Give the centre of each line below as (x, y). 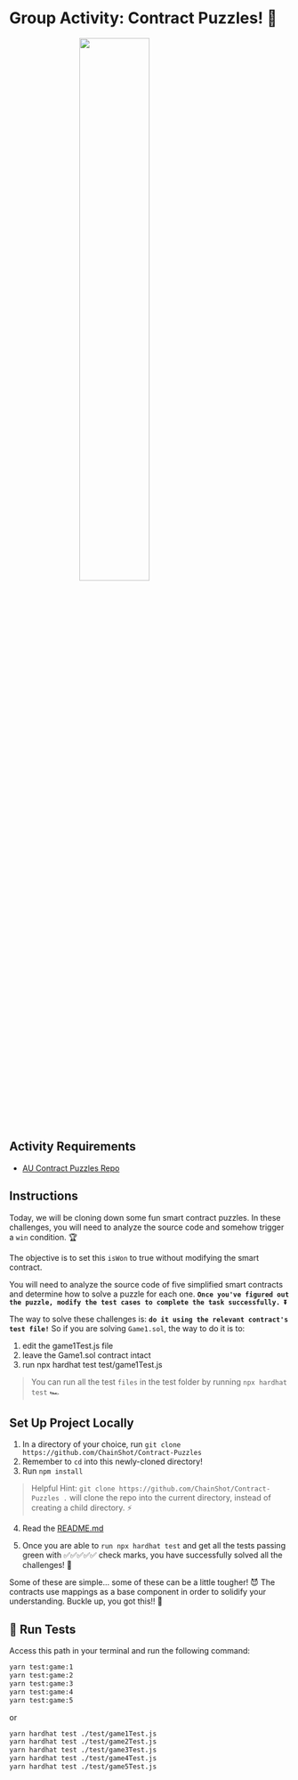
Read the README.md (63, 1528)
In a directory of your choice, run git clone (101, 1444)
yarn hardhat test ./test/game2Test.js (83, 1742)
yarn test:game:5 (41, 1700)
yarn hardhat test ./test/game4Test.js (83, 1759)
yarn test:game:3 (41, 1683)
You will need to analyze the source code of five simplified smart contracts (146, 1284)
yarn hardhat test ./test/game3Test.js (83, 1750)
